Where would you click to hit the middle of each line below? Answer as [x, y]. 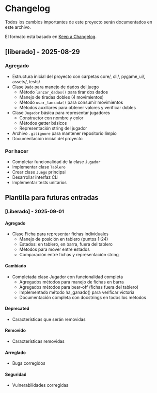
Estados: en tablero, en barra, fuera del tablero [66, 244]
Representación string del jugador [53, 128]
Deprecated [17, 309]
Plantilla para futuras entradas [52, 198]
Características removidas [38, 341]
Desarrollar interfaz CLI [35, 177]
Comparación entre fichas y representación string [69, 255]
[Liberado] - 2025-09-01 [35, 211]
